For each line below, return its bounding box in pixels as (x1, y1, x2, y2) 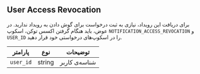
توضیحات (66, 48, 90, 56)
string (37, 58, 54, 66)
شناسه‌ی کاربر (60, 58, 96, 66)
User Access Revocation (7, 5, 102, 15)
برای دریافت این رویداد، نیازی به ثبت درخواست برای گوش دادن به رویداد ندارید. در (7, 20, 190, 28)
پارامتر (12, 48, 30, 56)
